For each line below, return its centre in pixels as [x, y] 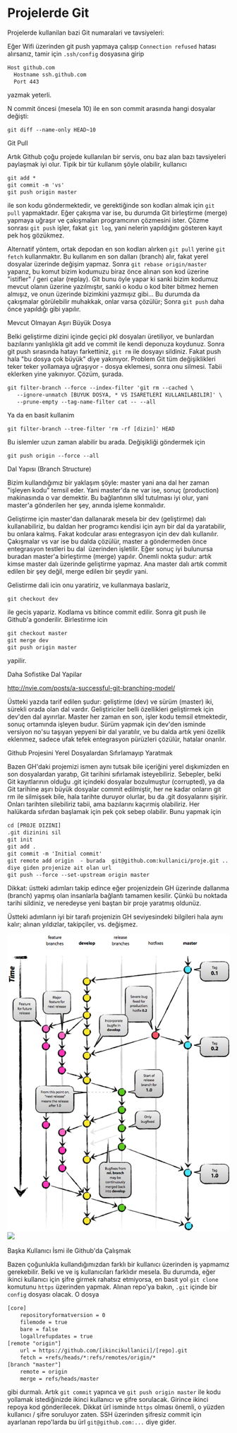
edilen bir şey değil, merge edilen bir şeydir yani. [78, 571]
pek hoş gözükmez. [36, 235]
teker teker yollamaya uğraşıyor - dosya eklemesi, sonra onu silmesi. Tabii [115, 366]
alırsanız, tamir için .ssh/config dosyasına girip [76, 54]
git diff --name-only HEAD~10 [52, 130]
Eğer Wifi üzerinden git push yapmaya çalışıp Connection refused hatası [112, 46]
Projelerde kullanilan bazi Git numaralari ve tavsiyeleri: [86, 33]
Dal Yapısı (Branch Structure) [49, 468]
